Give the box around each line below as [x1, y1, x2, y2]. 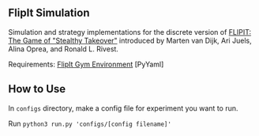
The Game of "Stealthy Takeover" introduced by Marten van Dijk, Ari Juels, [8, 36, 252, 45]
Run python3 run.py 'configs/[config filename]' [8, 119, 172, 128]
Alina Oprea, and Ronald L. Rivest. [8, 43, 118, 54]
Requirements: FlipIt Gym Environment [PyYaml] [8, 59, 164, 69]
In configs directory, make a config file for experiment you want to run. [8, 103, 238, 113]
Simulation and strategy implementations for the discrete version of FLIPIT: [8, 27, 251, 36]
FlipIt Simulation [8, 6, 90, 20]
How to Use [8, 82, 66, 96]
